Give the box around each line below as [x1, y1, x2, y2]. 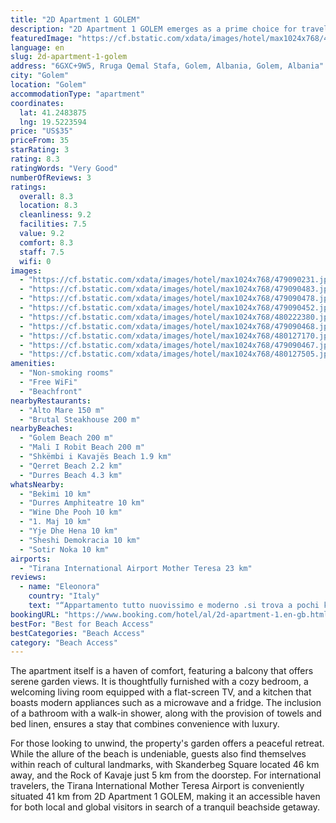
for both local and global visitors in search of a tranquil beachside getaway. [10, 801, 321, 813]
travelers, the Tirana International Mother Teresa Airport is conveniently [10, 780, 305, 792]
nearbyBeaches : [10, 424, 74, 434]
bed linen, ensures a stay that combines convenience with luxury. [10, 718, 280, 730]
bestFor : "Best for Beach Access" [10, 619, 155, 629]
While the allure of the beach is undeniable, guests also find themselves [10, 748, 307, 760]
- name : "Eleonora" [19, 582, 101, 592]
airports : [10, 554, 52, 564]
